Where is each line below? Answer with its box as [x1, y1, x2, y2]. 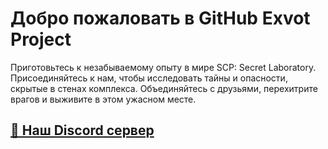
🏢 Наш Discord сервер [10, 122, 155, 139]
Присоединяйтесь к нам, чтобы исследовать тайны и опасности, [10, 72, 288, 84]
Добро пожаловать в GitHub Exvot [10, 7, 311, 30]
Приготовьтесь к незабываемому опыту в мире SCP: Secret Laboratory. [10, 61, 317, 73]
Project [10, 28, 72, 51]
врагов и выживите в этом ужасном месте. [10, 93, 197, 105]
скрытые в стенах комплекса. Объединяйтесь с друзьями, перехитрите [10, 82, 318, 94]
